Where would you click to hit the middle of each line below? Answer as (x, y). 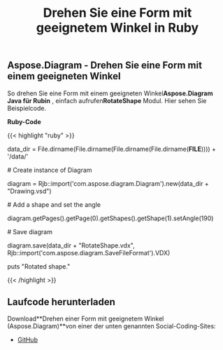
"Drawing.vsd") (29, 191)
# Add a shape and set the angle (54, 204)
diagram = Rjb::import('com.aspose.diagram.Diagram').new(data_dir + (108, 183)
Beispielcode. (27, 108)
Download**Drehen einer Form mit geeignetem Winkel (86, 319)
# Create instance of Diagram (50, 170)
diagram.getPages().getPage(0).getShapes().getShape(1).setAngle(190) (110, 218)
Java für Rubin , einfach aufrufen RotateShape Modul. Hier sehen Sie (107, 100)
